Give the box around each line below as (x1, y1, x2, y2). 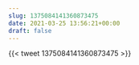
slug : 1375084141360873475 (8, 11, 99, 20)
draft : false (8, 26, 52, 35)
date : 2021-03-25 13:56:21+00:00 (8, 19, 121, 27)
